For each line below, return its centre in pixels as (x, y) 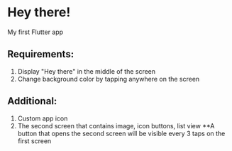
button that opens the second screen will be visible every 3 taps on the (121, 133)
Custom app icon (43, 118)
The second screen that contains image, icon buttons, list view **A (116, 125)
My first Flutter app (35, 32)
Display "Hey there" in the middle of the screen (87, 71)
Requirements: (41, 54)
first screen (34, 141)
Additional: (32, 101)
